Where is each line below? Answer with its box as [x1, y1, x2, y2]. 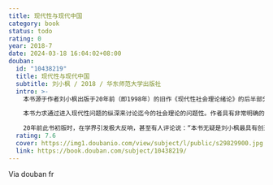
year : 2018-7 [8, 42, 53, 50]
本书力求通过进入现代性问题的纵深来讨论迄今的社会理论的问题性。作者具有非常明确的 [23, 110, 266, 118]
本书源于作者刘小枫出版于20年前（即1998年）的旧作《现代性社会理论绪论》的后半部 [23, 95, 262, 103]
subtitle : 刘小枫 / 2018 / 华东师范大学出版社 [15, 80, 162, 88]
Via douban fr [8, 169, 54, 179]
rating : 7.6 [15, 131, 57, 140]
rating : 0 [8, 34, 42, 43]
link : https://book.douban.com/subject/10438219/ [15, 147, 187, 155]
